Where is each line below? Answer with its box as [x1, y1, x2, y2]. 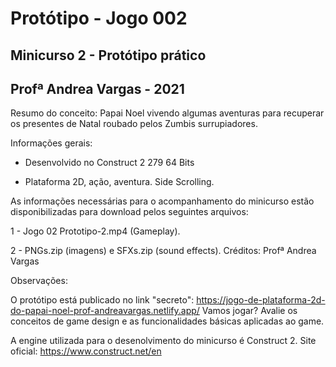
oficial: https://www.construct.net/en [10, 345, 162, 357]
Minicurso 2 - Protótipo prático [10, 47, 207, 64]
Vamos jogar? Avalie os [201, 305, 298, 317]
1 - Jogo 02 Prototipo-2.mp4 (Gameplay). [10, 225, 181, 237]
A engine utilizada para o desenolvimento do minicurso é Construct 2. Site [10, 335, 317, 347]
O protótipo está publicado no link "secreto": [10, 294, 195, 306]
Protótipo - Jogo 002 [10, 7, 188, 30]
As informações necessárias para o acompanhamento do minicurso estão [10, 195, 315, 207]
